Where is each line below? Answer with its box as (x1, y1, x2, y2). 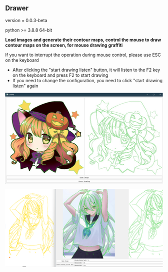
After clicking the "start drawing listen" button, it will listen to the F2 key (12, 67, 160, 73)
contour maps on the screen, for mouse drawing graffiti (5, 42, 123, 48)
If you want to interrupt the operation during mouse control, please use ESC (5, 52, 161, 58)
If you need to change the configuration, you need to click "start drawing (12, 77, 162, 83)
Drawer (5, 4, 29, 13)
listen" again (12, 83, 38, 89)
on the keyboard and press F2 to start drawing (12, 72, 108, 78)
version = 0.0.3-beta (5, 17, 47, 23)
